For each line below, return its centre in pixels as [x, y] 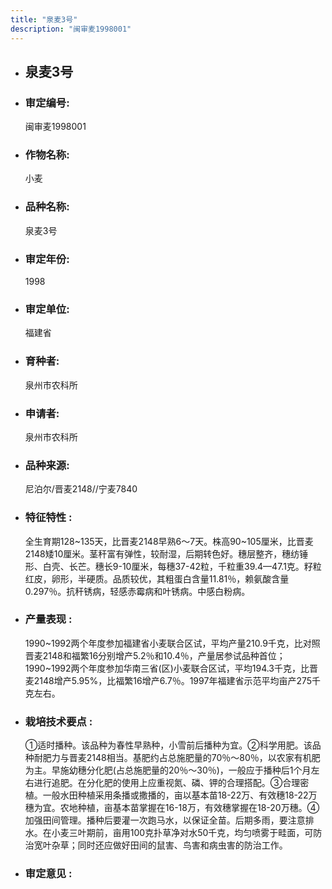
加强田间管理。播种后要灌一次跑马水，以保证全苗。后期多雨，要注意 [165, 820]
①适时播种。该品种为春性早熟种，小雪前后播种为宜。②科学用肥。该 [168, 745]
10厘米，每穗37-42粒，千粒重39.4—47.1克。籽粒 [221, 566]
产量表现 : [48, 619]
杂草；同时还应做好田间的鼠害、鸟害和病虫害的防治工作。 [169, 845]
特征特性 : [48, 518]
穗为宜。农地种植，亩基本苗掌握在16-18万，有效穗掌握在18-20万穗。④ [172, 808]
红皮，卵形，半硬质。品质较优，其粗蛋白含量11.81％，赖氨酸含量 [157, 578]
